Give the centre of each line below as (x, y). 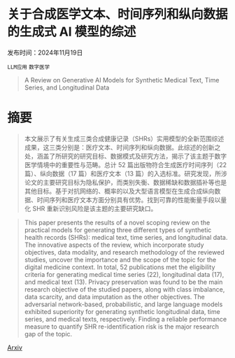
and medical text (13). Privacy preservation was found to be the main (123, 282)
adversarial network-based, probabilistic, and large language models (123, 304)
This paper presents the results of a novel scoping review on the (117, 222)
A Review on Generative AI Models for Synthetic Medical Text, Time (122, 80)
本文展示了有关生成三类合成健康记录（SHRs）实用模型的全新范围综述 (124, 138)
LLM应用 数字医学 (29, 67)
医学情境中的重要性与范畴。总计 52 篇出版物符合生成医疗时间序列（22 (126, 164)
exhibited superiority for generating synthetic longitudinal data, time (122, 311)
